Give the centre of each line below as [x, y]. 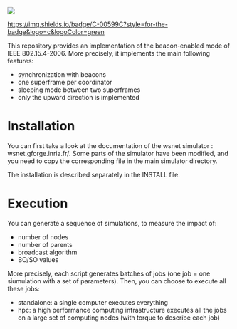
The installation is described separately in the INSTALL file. [94, 174]
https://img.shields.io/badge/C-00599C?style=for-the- [88, 24]
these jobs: [24, 288]
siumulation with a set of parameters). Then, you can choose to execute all [117, 281]
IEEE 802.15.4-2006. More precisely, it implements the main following [109, 53]
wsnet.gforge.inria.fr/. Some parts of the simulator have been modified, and [118, 153]
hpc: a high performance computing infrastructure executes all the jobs [122, 310]
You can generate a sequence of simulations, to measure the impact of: [112, 223]
